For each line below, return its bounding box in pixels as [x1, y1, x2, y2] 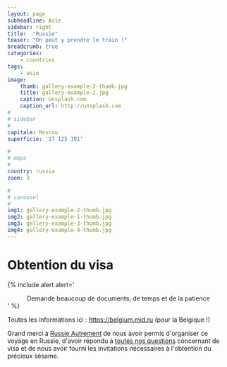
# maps [7, 155, 27, 162]
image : [7, 76, 27, 83]
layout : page [7, 10, 46, 18]
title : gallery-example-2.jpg [20, 89, 109, 96]
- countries [20, 57, 55, 64]
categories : [7, 50, 42, 57]
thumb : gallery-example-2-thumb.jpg [20, 83, 128, 90]
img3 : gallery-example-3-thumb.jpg [7, 220, 112, 227]
